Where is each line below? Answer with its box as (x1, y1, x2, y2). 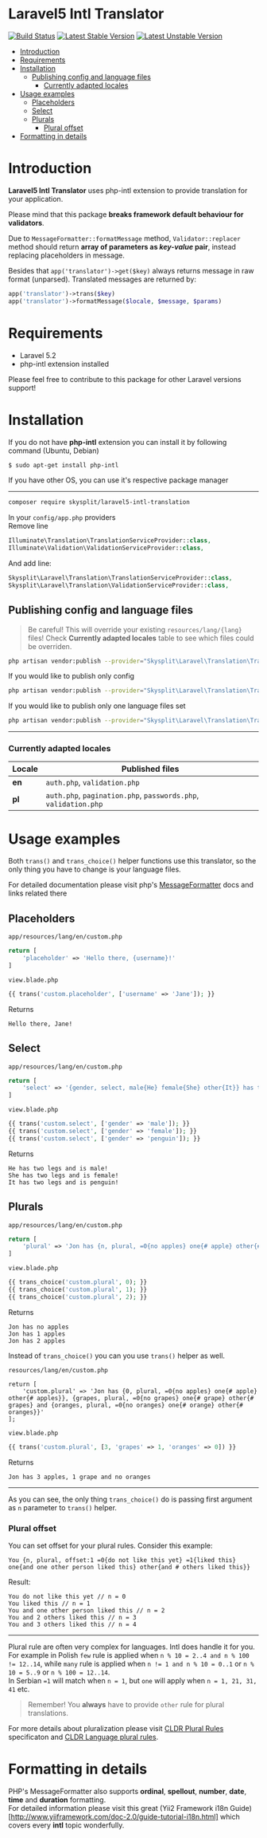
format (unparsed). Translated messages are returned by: (8, 274, 197, 284)
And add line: (8, 559, 52, 568)
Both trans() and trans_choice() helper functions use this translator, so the (8, 856, 257, 866)
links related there (8, 888, 68, 898)
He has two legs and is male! (8, 1164, 109, 1172)
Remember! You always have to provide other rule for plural (27, 1700, 225, 1710)
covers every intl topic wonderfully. (8, 1820, 125, 1830)
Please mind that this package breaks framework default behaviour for (8, 209, 244, 219)
